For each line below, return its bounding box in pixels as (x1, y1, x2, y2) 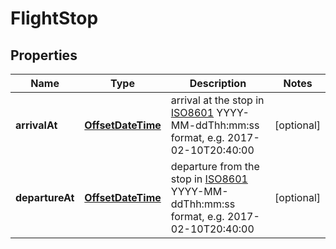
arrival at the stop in (170, 93, 265, 107)
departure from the (170, 160, 260, 173)
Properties (10, 47, 78, 64)
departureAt (15, 191, 75, 204)
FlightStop (10, 7, 99, 30)
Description (189, 77, 247, 90)
